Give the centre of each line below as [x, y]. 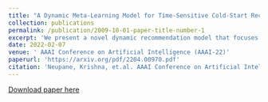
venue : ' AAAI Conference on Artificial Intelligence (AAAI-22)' [119, 52]
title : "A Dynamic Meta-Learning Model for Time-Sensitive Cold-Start [128, 15]
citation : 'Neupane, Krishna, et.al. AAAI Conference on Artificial [124, 67]
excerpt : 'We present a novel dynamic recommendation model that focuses [134, 38]
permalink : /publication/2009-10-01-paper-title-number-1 [106, 30]
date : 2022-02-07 [37, 45]
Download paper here [44, 89]
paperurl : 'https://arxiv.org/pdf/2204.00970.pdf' [94, 60]
